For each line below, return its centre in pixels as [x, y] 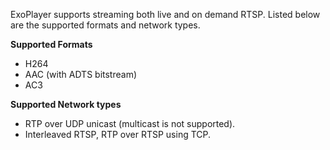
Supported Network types [66, 104]
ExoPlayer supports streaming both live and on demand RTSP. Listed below [165, 14]
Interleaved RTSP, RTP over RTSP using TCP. [118, 134]
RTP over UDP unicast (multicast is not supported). [130, 123]
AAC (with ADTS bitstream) [81, 74]
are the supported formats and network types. [105, 25]
